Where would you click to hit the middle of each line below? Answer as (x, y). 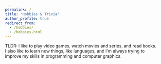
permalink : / (18, 9)
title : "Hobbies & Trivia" (32, 14)
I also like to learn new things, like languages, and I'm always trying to (75, 51)
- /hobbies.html (26, 32)
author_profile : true (27, 18)
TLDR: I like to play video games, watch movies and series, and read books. (81, 46)
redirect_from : (20, 23)
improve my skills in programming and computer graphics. (63, 56)
